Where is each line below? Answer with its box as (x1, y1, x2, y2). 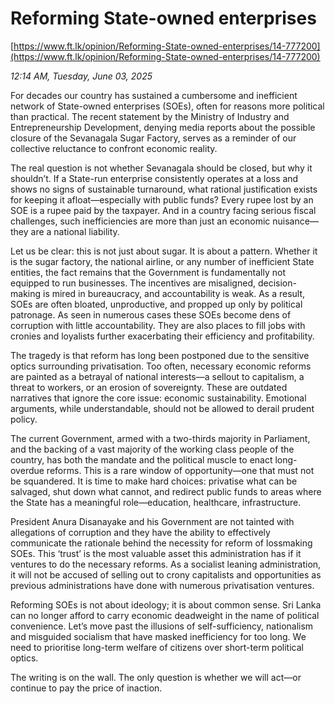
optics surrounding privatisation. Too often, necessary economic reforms (10, 360, 312, 372)
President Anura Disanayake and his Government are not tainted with (10, 515, 295, 527)
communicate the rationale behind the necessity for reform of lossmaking (10, 537, 313, 549)
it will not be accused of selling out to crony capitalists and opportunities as (10, 568, 322, 581)
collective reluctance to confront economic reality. (10, 142, 218, 154)
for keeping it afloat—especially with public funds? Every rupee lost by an (10, 193, 314, 206)
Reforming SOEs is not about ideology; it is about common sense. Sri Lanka (10, 598, 322, 611)
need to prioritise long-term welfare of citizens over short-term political (10, 641, 304, 653)
